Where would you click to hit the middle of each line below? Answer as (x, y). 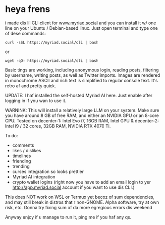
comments (23, 145)
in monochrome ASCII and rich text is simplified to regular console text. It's (82, 80)
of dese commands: (26, 33)
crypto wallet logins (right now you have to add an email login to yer (82, 182)
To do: (12, 135)
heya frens (28, 9)
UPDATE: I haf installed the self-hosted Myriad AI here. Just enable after (79, 95)
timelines (22, 156)
